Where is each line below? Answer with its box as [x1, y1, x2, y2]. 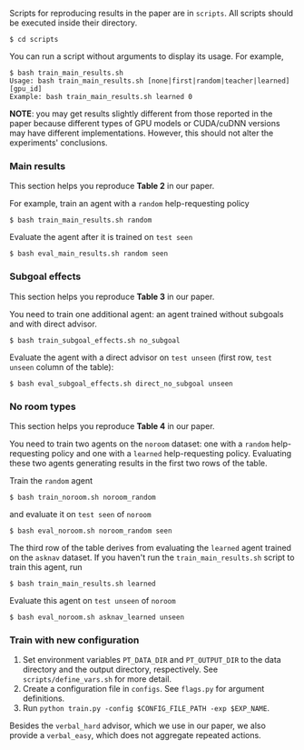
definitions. [22, 693, 65, 704]
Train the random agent [9, 475, 93, 485]
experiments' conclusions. [9, 137, 108, 148]
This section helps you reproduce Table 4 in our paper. [9, 420, 215, 431]
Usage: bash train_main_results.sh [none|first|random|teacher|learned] [9, 76, 290, 85]
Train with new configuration [9, 634, 140, 646]
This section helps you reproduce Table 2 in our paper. [9, 181, 215, 192]
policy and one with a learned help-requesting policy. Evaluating [51, 447, 292, 458]
